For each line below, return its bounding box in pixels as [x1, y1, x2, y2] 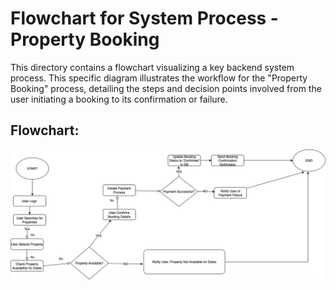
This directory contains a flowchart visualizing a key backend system [10, 61, 295, 73]
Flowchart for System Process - [10, 7, 279, 30]
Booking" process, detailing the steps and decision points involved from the [10, 82, 322, 94]
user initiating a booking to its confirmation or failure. [10, 93, 228, 105]
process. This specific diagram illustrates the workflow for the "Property [10, 72, 308, 84]
